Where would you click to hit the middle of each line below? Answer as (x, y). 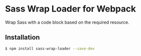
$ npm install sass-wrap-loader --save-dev (50, 49)
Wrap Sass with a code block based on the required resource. (67, 22)
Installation (22, 37)
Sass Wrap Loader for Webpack (70, 9)
